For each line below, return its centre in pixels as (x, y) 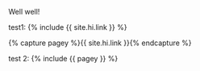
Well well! (24, 12)
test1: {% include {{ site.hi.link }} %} (68, 27)
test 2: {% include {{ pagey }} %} (63, 58)
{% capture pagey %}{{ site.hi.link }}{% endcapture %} (100, 43)
